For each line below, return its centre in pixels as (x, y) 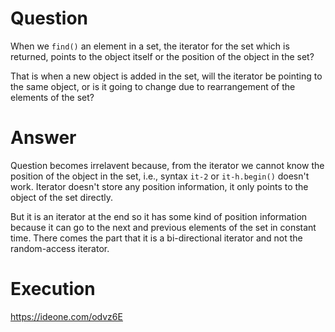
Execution (53, 289)
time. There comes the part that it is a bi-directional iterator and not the (156, 238)
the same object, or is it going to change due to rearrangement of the (153, 86)
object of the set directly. (62, 197)
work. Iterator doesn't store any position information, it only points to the (159, 186)
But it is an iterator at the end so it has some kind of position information (159, 216)
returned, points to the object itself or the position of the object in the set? (162, 56)
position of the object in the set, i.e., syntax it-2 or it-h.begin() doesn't (160, 176)
